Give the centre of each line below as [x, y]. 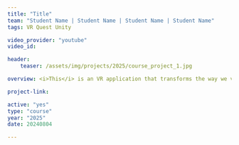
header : [19, 60]
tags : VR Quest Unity [39, 27]
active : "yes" [28, 104]
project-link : [28, 92]
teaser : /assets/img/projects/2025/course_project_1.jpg [106, 66]
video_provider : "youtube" [47, 40]
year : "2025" [27, 118]
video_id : [22, 47]
